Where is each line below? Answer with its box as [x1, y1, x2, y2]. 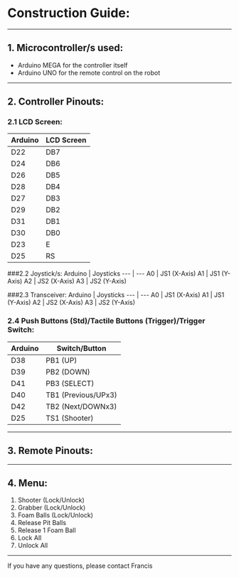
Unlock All [17, 541, 48, 550]
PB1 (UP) [46, 355, 78, 365]
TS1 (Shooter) [46, 413, 94, 423]
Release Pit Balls [17, 519, 66, 527]
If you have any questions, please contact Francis [7, 561, 153, 570]
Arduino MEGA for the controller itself [17, 60, 128, 69]
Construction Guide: [7, 5, 130, 21]
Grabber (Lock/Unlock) [17, 503, 86, 512]
